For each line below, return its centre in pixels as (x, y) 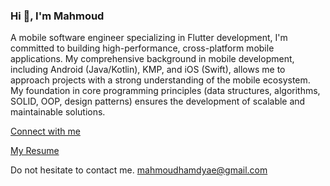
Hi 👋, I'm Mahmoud (57, 16)
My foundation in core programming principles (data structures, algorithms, (165, 91)
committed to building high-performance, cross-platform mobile (142, 48)
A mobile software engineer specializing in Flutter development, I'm (149, 38)
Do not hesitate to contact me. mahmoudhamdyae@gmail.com (139, 170)
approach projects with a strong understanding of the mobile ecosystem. (160, 80)
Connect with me (45, 131)
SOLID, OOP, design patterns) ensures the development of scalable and (158, 101)
